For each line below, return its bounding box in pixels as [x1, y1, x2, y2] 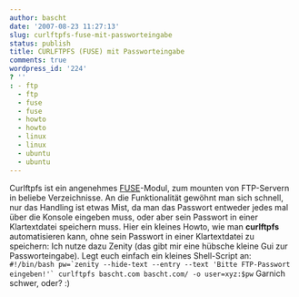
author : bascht [9, 13, 67, 23]
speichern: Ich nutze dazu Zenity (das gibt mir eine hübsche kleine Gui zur [9, 241, 288, 251]
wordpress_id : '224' [9, 65, 88, 74]
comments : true [9, 56, 67, 65]
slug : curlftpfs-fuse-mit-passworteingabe [9, 30, 173, 39]
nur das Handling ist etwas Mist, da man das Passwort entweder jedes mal [9, 201, 289, 212]
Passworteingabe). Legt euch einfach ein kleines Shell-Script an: [9, 250, 252, 261]
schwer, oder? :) [9, 277, 71, 288]
